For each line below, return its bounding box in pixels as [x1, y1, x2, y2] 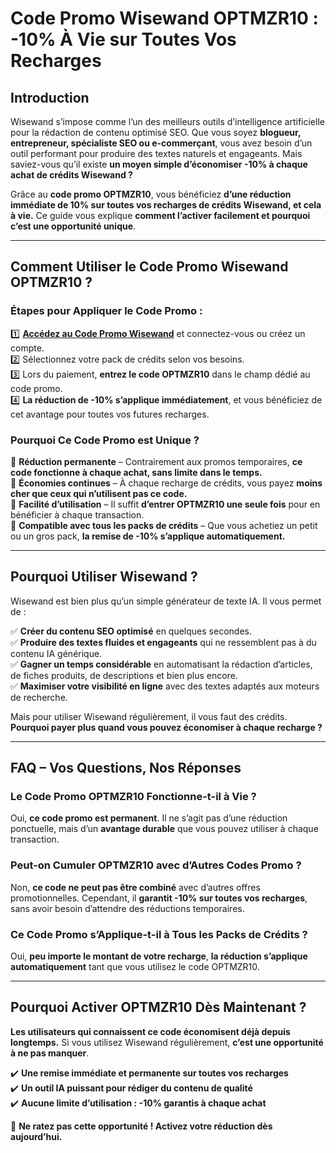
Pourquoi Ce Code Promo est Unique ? [10, 433, 200, 447]
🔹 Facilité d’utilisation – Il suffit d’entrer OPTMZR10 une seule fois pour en [10, 498, 321, 510]
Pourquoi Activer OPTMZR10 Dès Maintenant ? [10, 999, 307, 1016]
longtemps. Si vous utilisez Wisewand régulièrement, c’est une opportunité [10, 1036, 324, 1048]
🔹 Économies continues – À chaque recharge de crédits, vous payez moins [10, 477, 323, 489]
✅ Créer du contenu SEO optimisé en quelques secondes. [10, 625, 252, 637]
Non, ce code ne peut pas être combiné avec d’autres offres [10, 881, 261, 893]
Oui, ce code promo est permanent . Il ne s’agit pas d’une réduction [10, 812, 288, 824]
